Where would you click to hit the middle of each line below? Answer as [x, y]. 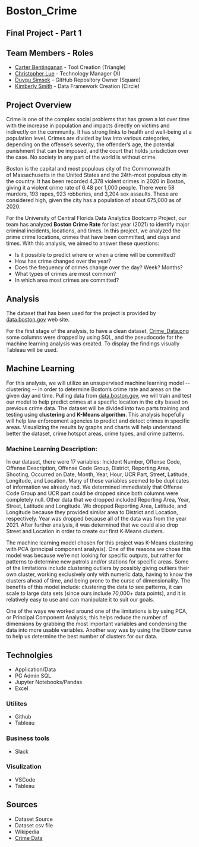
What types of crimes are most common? [65, 274]
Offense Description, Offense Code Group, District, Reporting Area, [88, 468]
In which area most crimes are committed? [67, 280]
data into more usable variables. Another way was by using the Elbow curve [99, 630]
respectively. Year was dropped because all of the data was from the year [97, 519]
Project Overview [39, 105]
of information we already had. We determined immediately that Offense [94, 487]
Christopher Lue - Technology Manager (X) [67, 74]
